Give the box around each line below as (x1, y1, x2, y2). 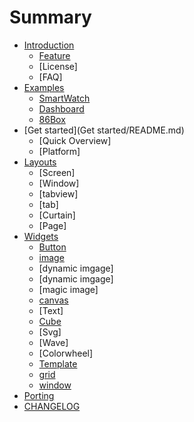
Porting (23, 389, 55, 401)
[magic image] (38, 283, 99, 295)
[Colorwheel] (38, 347, 94, 359)
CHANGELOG (23, 400, 81, 412)
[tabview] (38, 187, 79, 200)
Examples (23, 81, 65, 93)
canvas (38, 294, 69, 306)
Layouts (23, 156, 57, 168)
